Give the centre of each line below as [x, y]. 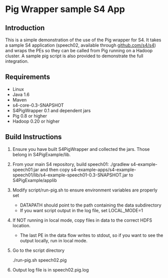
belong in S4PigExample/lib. [42, 154]
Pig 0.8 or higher [30, 116]
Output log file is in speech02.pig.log [51, 269]
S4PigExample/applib [35, 180]
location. [22, 225]
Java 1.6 [21, 95]
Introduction [25, 28]
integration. [17, 61]
